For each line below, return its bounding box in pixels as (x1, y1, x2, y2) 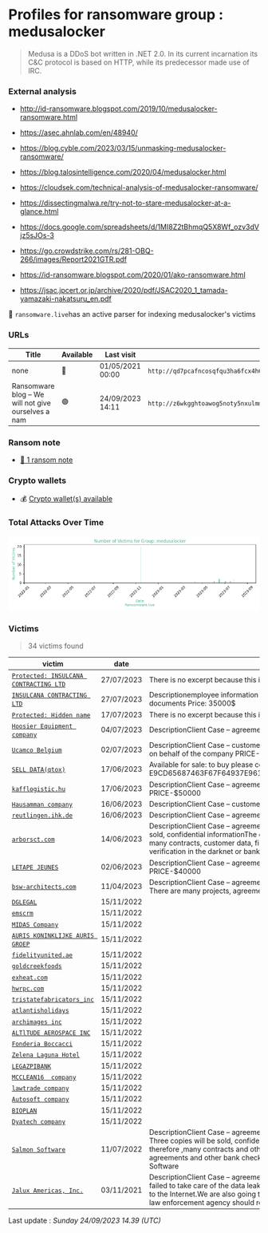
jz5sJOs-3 (19, 231, 54, 240)
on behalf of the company (148, 749, 234, 759)
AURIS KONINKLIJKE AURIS (11, 931, 94, 939)
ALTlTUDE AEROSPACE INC (11, 1029, 91, 1037)
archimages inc (11, 1018, 62, 1026)
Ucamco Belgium (11, 746, 62, 754)
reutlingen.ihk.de (11, 812, 73, 820)
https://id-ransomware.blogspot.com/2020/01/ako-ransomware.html (19, 270, 246, 280)
